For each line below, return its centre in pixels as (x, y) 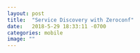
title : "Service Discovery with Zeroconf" (71, 20)
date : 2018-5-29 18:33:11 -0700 (57, 26)
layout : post (26, 13)
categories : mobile (35, 33)
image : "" (21, 39)
